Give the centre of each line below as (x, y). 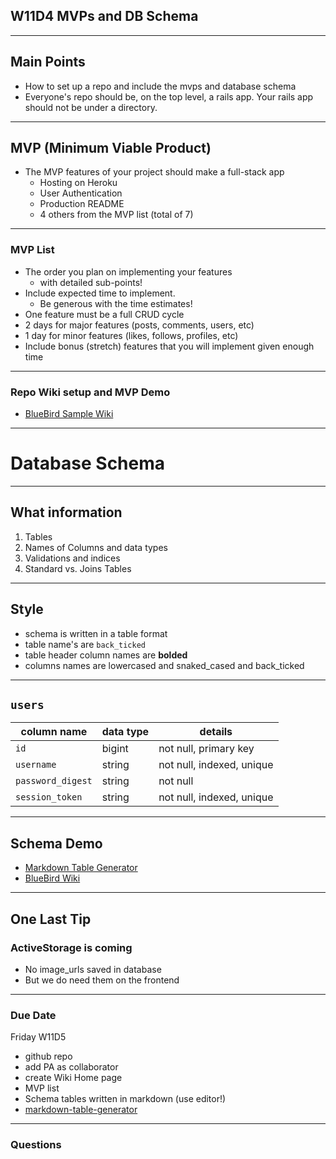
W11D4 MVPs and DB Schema (104, 16)
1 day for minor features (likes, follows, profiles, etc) (131, 335)
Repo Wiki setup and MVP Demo (90, 392)
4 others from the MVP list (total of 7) (116, 215)
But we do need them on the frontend (102, 980)
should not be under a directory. (91, 107)
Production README (82, 204)
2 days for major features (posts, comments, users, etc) (139, 325)
